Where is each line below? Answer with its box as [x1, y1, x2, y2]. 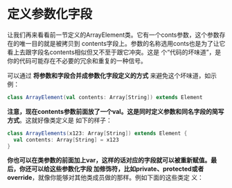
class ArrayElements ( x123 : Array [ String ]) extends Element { [7, 130, 188, 137]
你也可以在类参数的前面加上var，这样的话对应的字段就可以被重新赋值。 [7, 156, 211, 164]
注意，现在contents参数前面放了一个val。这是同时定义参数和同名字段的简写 [7, 107, 224, 115]
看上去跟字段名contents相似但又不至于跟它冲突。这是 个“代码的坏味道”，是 [7, 48, 222, 56]
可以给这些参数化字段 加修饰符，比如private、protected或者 [30, 164, 204, 173]
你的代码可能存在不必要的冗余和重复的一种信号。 [7, 56, 147, 65]
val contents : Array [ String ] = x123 [13, 136, 119, 143]
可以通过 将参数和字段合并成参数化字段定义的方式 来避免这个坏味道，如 [7, 71, 211, 80]
